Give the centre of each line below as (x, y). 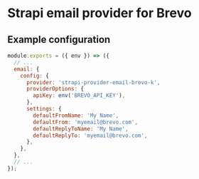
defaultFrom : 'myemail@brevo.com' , (86, 122)
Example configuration (59, 40)
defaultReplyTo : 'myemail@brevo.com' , (90, 135)
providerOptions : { (55, 89)
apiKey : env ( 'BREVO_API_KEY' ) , (79, 96)
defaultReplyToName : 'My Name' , (81, 129)
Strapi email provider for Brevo (99, 13)
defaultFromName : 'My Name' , (76, 116)
